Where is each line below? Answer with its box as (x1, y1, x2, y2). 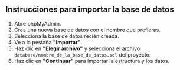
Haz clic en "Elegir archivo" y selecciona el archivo (14, 45, 140, 52)
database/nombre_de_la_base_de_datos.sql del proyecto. (14, 51, 151, 58)
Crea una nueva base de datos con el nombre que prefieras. (14, 26, 161, 33)
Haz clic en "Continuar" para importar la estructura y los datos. (14, 57, 169, 64)
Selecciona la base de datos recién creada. (14, 32, 119, 40)
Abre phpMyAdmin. (14, 20, 61, 27)
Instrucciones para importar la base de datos (5, 5, 175, 15)
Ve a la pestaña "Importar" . (14, 38, 83, 45)
